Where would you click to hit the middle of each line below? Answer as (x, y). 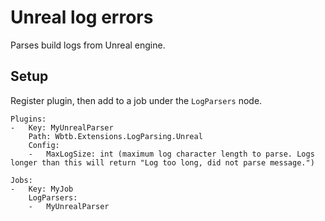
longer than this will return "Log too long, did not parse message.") (162, 162)
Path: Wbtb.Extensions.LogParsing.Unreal (115, 136)
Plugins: (28, 119)
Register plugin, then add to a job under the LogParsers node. (136, 100)
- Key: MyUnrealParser (62, 127)
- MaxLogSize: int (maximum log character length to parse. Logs (171, 154)
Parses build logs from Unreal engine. (88, 45)
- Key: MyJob (42, 189)
